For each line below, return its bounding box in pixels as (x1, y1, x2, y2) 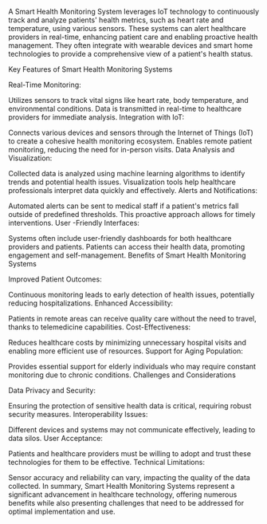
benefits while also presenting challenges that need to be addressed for (8, 498, 245, 507)
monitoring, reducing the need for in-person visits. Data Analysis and (8, 145, 235, 154)
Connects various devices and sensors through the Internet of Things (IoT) (8, 128, 253, 137)
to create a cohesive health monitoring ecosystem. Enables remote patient (8, 136, 253, 146)
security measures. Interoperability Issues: (8, 410, 148, 419)
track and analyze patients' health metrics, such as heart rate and (8, 15, 224, 25)
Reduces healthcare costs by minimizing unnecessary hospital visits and (8, 338, 247, 347)
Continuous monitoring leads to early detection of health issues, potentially (8, 290, 255, 299)
